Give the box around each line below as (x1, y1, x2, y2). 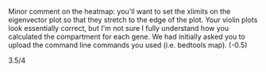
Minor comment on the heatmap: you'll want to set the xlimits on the (8, 7, 231, 16)
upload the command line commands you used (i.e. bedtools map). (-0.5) (8, 40, 248, 50)
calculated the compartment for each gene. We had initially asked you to (8, 32, 246, 41)
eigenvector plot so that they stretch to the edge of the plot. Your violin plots (8, 15, 258, 25)
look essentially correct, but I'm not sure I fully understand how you (8, 24, 229, 32)
